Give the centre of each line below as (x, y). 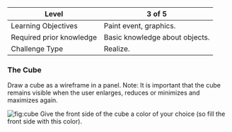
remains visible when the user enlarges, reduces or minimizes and (104, 93)
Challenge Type (37, 49)
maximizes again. (33, 100)
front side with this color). (45, 121)
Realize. (117, 49)
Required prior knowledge (54, 37)
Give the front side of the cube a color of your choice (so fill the (133, 114)
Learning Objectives (44, 26)
